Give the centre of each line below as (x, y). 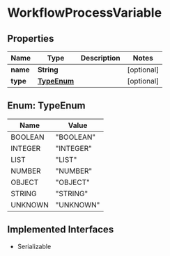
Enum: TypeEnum (46, 106)
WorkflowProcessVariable (85, 13)
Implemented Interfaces (61, 230)
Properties (31, 39)
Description (100, 58)
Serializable (34, 246)
